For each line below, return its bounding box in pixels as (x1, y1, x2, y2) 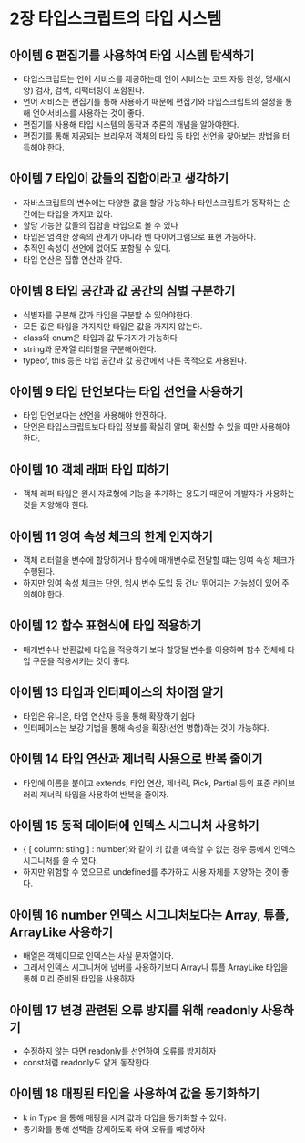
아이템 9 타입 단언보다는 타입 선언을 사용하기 (9, 384, 244, 400)
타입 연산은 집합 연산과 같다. (22, 254, 123, 265)
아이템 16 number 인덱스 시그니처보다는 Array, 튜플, (9, 907, 290, 922)
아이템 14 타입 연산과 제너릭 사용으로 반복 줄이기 (9, 752, 263, 767)
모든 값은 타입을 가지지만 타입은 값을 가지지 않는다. (22, 320, 203, 331)
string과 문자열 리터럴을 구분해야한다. (22, 343, 157, 354)
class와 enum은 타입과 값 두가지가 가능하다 (22, 332, 178, 343)
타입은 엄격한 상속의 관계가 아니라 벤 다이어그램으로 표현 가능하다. (22, 231, 257, 242)
